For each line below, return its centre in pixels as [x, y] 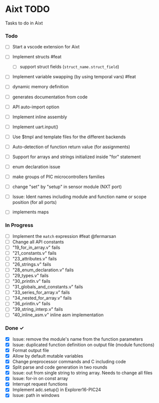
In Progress [19, 225]
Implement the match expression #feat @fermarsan [64, 236]
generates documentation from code [50, 97]
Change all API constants [38, 242]
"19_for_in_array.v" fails [36, 247]
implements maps [31, 212]
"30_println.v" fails [31, 281]
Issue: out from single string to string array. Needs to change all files [82, 373]
